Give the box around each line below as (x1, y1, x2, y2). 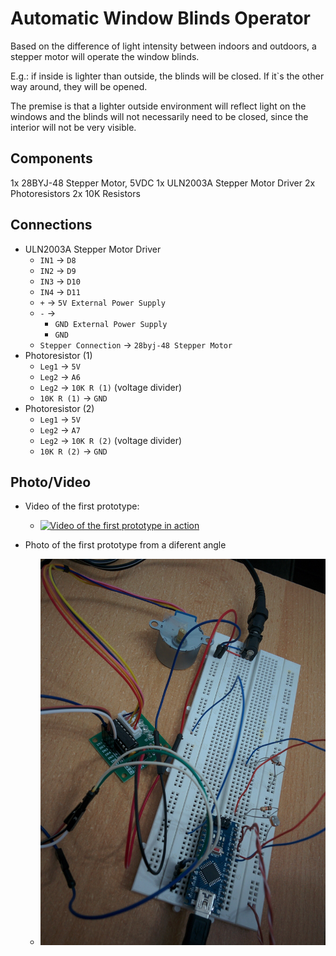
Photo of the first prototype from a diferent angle (24, 539, 227, 551)
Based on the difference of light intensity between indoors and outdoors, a (10, 40, 317, 52)
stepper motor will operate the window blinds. (10, 50, 200, 62)
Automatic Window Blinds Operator (10, 7, 312, 30)
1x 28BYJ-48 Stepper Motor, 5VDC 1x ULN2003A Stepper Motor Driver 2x (10, 177, 316, 189)
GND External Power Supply (54, 319, 168, 329)
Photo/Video (10, 473, 92, 491)
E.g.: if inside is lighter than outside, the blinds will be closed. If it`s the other (10, 70, 325, 82)
